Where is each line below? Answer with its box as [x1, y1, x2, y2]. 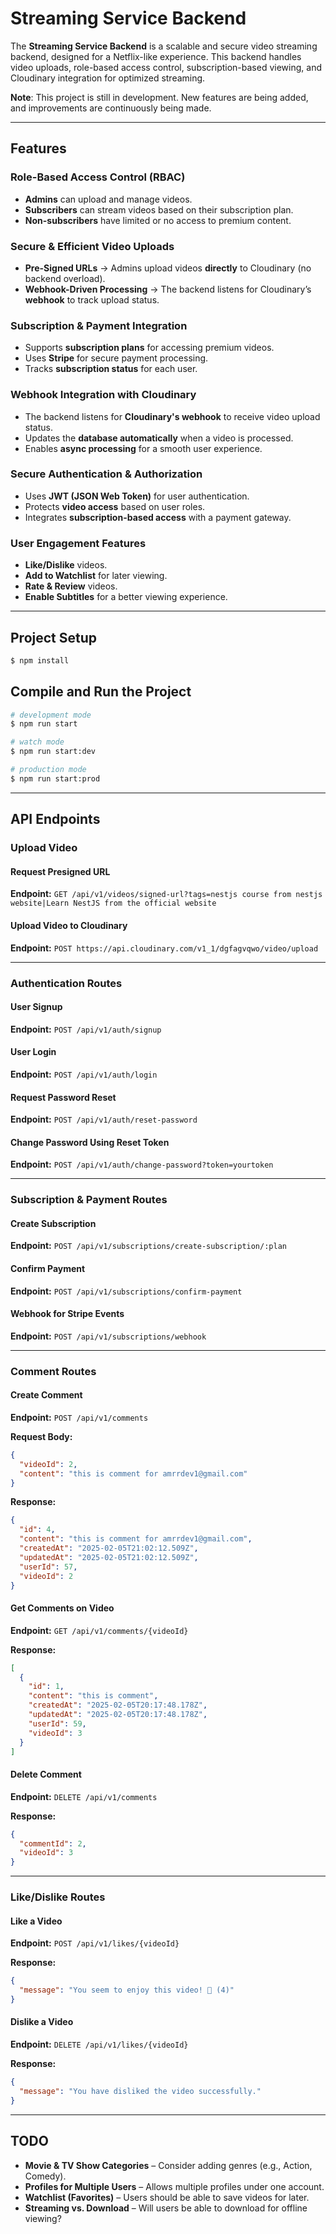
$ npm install [10, 655, 70, 666]
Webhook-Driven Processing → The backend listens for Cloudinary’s [24, 283, 312, 295]
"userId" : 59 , [28, 1718, 87, 1729]
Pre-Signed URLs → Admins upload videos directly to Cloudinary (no [24, 262, 312, 274]
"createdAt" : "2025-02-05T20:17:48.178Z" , [28, 1700, 208, 1711]
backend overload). [24, 272, 106, 284]
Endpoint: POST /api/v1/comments [10, 1411, 149, 1423]
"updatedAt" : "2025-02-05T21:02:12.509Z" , [19, 1552, 199, 1562]
